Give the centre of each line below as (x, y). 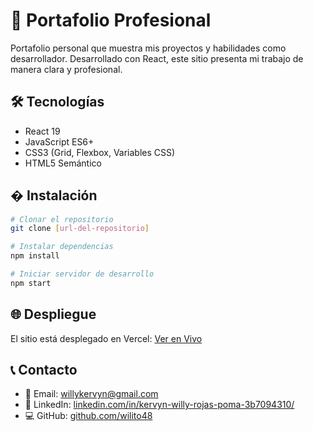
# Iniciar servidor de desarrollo (82, 274)
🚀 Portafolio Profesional (111, 20)
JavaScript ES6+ (59, 141)
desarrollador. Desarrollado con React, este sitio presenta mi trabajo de (157, 58)
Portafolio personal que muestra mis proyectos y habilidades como (148, 48)
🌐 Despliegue (53, 314)
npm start (31, 283)
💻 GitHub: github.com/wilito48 (88, 416)
